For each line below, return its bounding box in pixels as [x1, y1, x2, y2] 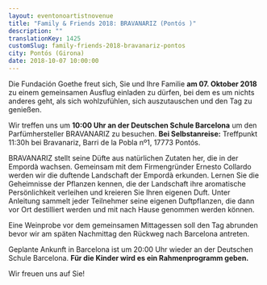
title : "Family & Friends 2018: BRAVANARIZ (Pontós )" [8, 19, 197, 27]
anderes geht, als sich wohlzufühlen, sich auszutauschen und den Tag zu [8, 96, 252, 106]
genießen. [8, 104, 42, 114]
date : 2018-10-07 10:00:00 [8, 57, 99, 65]
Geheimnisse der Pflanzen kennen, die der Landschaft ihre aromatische [8, 178, 246, 188]
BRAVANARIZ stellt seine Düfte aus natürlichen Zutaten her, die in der [8, 153, 239, 162]
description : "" [8, 27, 63, 35]
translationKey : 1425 [8, 34, 81, 43]
